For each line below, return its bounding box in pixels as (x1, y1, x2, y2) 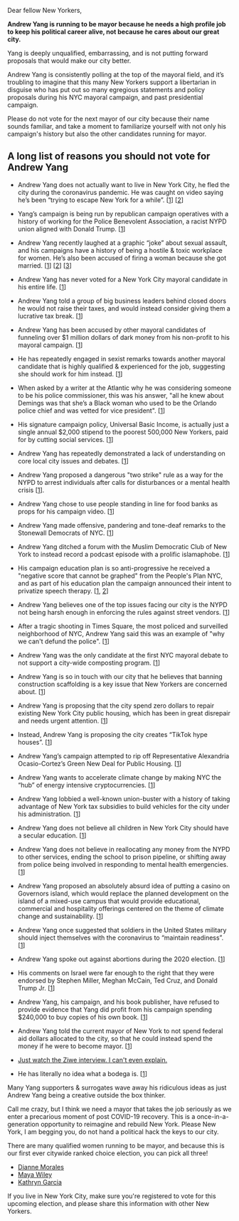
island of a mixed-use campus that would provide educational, (17, 896, 201, 905)
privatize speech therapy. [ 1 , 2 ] (17, 586, 109, 595)
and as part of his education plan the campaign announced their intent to (17, 578, 232, 588)
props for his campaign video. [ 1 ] (17, 507, 115, 516)
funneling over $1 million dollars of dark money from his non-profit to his (17, 333, 230, 341)
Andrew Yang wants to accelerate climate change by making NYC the (17, 773, 222, 781)
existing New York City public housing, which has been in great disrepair (17, 708, 231, 717)
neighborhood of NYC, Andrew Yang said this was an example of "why (17, 629, 225, 638)
